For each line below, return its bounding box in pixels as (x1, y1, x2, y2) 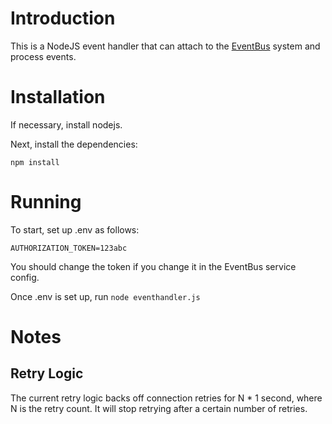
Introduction (10, 7, 116, 30)
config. (10, 271, 40, 283)
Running (10, 191, 82, 214)
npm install (10, 157, 60, 167)
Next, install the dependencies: (10, 138, 138, 150)
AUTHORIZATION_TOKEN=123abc (10, 243, 128, 253)
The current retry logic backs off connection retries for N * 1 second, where (10, 392, 323, 404)
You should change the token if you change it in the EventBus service (10, 260, 297, 272)
